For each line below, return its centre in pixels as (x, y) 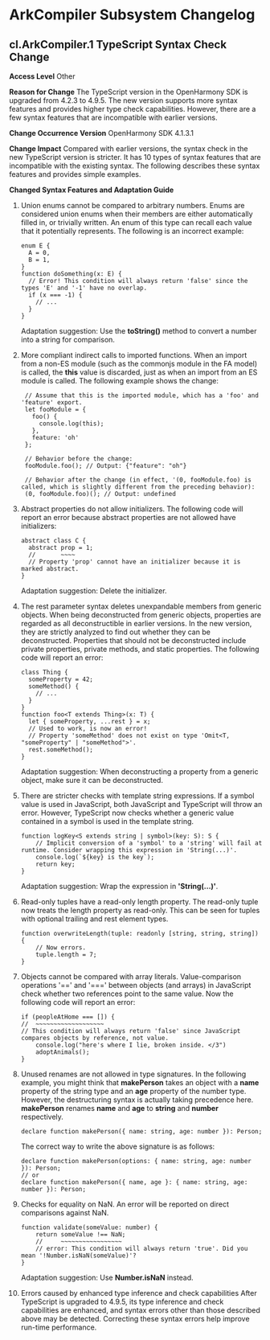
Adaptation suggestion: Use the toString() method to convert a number (139, 331)
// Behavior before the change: (79, 459)
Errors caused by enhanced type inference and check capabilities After (139, 1293)
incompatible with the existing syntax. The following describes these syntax (135, 166)
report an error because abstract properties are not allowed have (128, 517)
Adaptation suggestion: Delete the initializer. (94, 591)
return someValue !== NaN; (81, 1235)
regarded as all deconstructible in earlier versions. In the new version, (136, 623)
